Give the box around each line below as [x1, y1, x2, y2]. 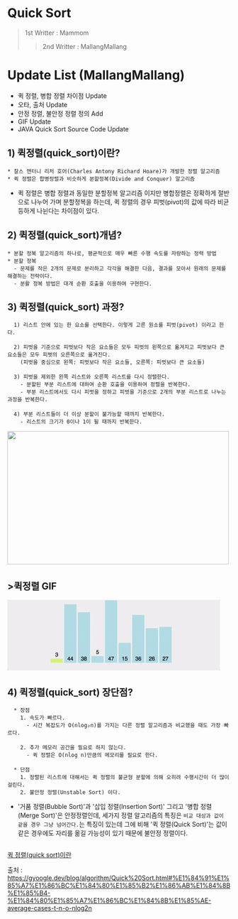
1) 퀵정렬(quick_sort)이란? [7, 147, 120, 159]
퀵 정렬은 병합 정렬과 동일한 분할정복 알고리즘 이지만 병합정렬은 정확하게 [17, 188, 217, 197]
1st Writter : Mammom [24, 28, 89, 37]
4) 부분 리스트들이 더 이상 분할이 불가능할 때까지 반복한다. [13, 410, 165, 418]
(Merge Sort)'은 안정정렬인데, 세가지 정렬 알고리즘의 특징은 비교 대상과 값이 [17, 811, 225, 820]
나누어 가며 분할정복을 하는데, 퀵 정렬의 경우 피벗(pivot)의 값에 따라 [30, 197, 216, 206]
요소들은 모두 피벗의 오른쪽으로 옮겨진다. [7, 352, 111, 359]
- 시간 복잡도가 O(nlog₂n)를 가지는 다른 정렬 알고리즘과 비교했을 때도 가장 [25, 722, 221, 729]
